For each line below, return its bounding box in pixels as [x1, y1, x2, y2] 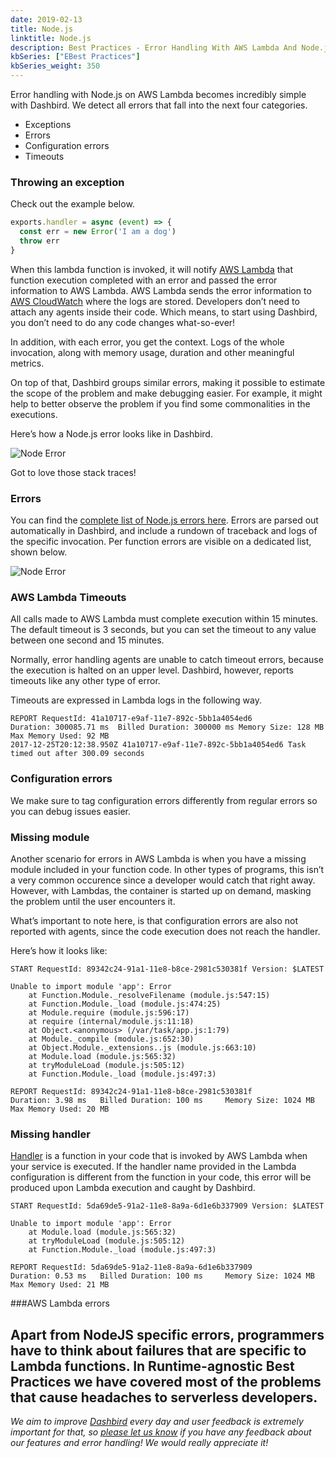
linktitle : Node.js [10, 33, 92, 43]
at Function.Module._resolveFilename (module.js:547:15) [28, 990, 271, 1000]
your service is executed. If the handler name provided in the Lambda [10, 1161, 297, 1173]
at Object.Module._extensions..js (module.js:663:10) [28, 1042, 257, 1053]
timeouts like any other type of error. [10, 675, 161, 687]
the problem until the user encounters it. [10, 895, 176, 907]
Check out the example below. [10, 198, 135, 210]
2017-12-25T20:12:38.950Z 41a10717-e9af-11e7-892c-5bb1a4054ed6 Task [10, 740, 307, 750]
